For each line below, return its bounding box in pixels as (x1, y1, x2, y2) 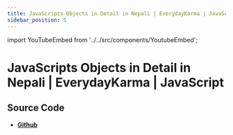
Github (17, 120, 38, 129)
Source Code (7, 102, 64, 114)
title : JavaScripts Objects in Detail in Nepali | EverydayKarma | (7, 10, 207, 17)
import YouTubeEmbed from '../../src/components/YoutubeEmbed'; (7, 35, 198, 44)
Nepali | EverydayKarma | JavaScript (7, 74, 224, 90)
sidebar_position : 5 (7, 17, 67, 24)
